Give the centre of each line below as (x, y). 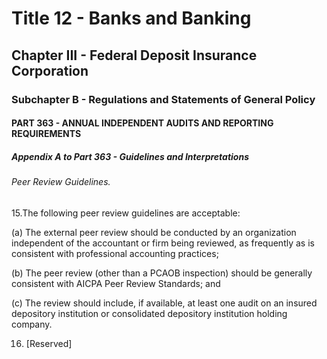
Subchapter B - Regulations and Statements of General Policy (163, 99)
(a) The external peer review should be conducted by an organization (154, 232)
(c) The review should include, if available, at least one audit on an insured (164, 303)
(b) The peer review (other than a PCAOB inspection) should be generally (162, 273)
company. (32, 324)
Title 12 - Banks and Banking (131, 18)
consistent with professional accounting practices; (115, 253)
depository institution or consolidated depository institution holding (149, 313)
